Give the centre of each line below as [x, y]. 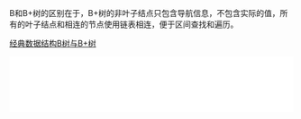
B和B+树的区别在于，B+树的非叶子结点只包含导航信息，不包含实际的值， [145, 13]
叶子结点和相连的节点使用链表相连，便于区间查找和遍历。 [132, 24]
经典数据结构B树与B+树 [53, 43]
